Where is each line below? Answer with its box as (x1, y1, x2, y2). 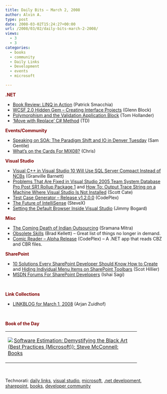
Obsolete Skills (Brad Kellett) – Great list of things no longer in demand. (12, 230, 161, 236)
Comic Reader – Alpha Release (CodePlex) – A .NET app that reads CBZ (12, 235, 162, 242)
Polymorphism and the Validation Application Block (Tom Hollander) (12, 112, 154, 118)
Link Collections (5, 291, 40, 297)
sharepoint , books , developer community (5, 383, 91, 389)
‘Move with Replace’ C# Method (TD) (12, 117, 90, 124)
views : (5, 31, 19, 36)
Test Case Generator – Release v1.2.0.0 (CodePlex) (12, 194, 119, 201)
